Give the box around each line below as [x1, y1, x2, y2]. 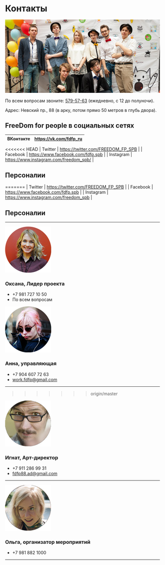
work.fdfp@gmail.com [12, 377, 57, 382]
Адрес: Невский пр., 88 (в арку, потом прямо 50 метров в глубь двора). [5, 107, 157, 113]
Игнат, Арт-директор [5, 454, 58, 461]
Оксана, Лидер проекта [5, 280, 65, 287]
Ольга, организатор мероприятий [5, 538, 91, 545]
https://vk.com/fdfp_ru [34, 135, 82, 141]
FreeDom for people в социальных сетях [5, 121, 134, 130]
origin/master [90, 391, 118, 397]
